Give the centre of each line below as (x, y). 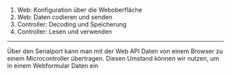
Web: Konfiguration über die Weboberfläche (79, 10)
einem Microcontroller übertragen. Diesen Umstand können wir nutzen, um (113, 58)
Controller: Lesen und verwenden (64, 31)
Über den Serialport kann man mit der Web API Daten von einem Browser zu (115, 51)
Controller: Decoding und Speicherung (72, 24)
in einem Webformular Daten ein (53, 65)
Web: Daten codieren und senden (65, 17)
